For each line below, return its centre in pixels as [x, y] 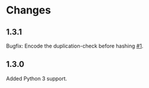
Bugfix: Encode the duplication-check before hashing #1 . [75, 46]
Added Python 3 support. [37, 78]
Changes [28, 10]
